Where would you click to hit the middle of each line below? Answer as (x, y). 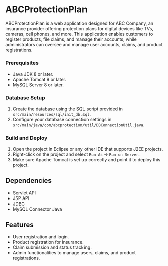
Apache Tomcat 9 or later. (39, 80)
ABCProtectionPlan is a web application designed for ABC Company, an (79, 23)
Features (19, 225)
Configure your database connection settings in (62, 119)
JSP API (21, 198)
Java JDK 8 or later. (33, 74)
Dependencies (28, 181)
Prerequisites (22, 63)
